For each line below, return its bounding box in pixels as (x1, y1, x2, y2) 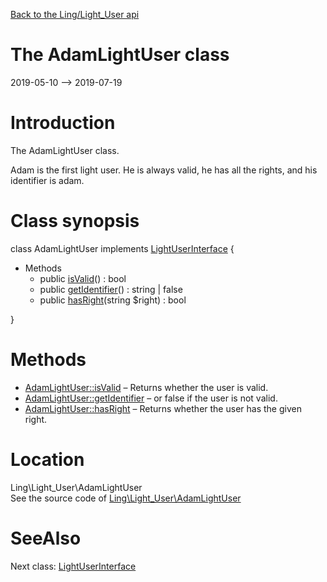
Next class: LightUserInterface (10, 560, 137, 572)
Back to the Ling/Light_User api (10, 9, 140, 20)
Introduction (10, 112, 116, 134)
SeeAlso (10, 527, 82, 549)
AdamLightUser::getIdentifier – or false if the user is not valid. (24, 392, 278, 404)
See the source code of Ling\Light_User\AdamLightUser (10, 492, 242, 504)
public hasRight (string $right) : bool (39, 294, 187, 306)
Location (10, 448, 85, 471)
